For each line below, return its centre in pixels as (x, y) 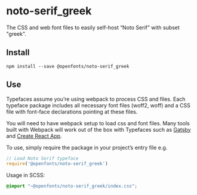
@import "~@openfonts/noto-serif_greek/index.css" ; (72, 186)
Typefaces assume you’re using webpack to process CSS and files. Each (96, 99)
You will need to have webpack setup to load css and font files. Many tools (98, 123)
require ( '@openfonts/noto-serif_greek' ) (57, 164)
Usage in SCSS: (26, 175)
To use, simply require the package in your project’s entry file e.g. (87, 147)
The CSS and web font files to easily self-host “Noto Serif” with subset (93, 27)
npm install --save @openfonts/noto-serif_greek (68, 66)
